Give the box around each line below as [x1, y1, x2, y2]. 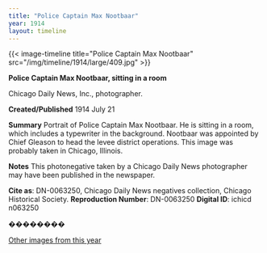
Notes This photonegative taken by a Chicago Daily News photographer [8, 162, 248, 171]
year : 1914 [8, 19, 45, 27]
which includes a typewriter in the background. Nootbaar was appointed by [8, 129, 259, 138]
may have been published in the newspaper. [8, 171, 156, 180]
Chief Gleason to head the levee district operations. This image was [8, 137, 234, 147]
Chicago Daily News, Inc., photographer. [8, 89, 143, 99]
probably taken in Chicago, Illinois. [8, 146, 123, 156]
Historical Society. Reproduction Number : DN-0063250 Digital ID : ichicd [8, 195, 252, 205]
